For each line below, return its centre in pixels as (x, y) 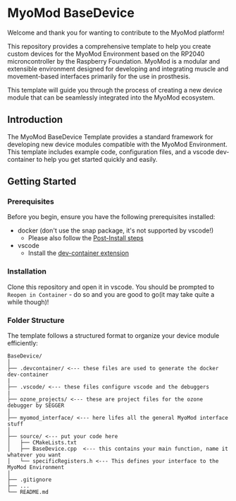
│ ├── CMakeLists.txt (42, 443)
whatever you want (34, 455)
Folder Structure (36, 320)
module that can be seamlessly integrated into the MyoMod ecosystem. (111, 98)
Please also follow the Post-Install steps (86, 238)
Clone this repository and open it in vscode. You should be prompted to (111, 287)
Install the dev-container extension (78, 253)
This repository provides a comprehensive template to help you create (109, 46)
